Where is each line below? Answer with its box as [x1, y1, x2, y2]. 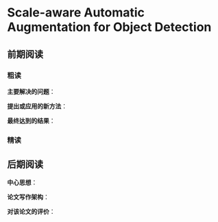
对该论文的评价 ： [7, 207, 56, 215]
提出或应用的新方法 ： [7, 101, 67, 110]
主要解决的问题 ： [7, 87, 56, 95]
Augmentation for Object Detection [7, 19, 212, 35]
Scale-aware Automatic [7, 5, 145, 21]
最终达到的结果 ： [7, 116, 56, 125]
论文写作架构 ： [7, 193, 49, 201]
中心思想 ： [7, 178, 38, 186]
